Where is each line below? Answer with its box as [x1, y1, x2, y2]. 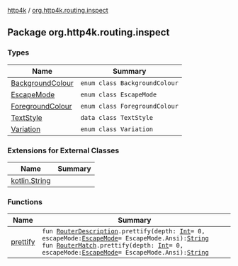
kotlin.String [11, 175, 51, 185]
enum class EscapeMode [80, 90, 157, 99]
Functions [7, 196, 42, 206]
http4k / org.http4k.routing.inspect [7, 6, 108, 14]
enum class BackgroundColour [80, 79, 179, 87]
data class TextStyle [80, 113, 154, 121]
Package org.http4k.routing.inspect [7, 26, 170, 38]
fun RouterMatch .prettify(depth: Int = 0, [42, 241, 184, 250]
